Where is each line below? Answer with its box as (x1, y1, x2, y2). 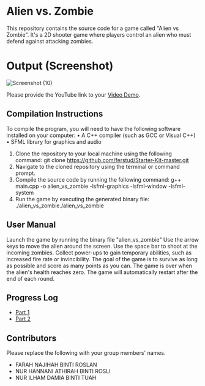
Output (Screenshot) (6, 59, 114, 73)
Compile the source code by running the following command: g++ (15, 176, 182, 183)
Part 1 (15, 309, 30, 316)
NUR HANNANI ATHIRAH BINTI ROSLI (15, 368, 111, 375)
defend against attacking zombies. (6, 37, 94, 45)
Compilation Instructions (6, 109, 103, 119)
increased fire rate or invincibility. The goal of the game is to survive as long (6, 255, 198, 262)
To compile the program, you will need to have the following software (6, 125, 181, 132)
